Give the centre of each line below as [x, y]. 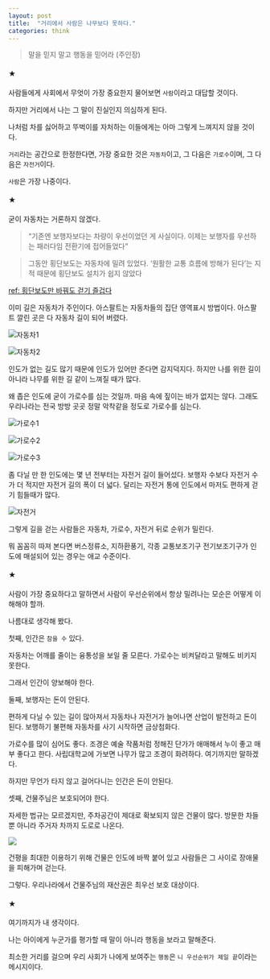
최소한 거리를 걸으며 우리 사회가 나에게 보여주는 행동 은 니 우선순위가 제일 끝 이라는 [133, 957]
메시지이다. [26, 967]
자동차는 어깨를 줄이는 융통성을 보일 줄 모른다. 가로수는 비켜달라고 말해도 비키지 [133, 655]
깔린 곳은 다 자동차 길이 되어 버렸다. [72, 317]
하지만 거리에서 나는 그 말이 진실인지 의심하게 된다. [88, 109]
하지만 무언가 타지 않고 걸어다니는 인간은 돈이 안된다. [91, 781]
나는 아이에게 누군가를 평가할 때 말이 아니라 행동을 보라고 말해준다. [112, 940]
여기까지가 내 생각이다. [44, 923]
